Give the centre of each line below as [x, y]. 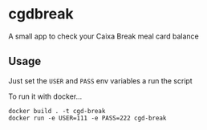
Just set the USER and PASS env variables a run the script [100, 80]
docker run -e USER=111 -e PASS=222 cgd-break [87, 118]
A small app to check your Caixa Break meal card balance [103, 36]
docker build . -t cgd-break [57, 111]
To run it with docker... [45, 96]
